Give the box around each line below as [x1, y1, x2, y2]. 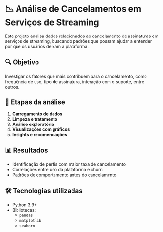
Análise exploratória [12, 121, 54, 127]
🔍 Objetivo [5, 58, 39, 67]
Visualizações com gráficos [12, 126, 70, 132]
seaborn [19, 224, 35, 229]
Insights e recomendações [12, 131, 67, 137]
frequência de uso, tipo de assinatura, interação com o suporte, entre [5, 78, 145, 85]
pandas [19, 213, 33, 218]
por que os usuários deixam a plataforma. [5, 43, 89, 49]
